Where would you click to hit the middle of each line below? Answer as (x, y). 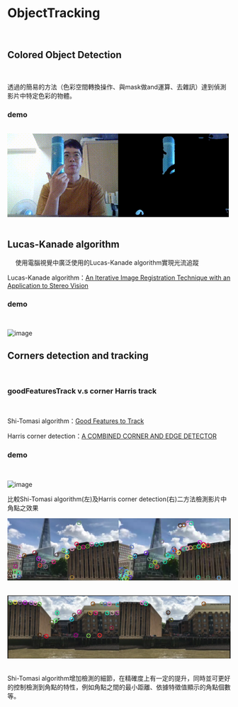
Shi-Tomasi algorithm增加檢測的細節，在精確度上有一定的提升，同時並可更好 (119, 679)
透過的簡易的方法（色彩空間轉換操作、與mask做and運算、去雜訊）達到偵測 (117, 87)
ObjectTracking (54, 13)
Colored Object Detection (64, 55)
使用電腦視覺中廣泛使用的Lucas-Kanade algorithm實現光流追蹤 (107, 262)
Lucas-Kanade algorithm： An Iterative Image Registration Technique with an (119, 278)
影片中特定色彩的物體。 (41, 95)
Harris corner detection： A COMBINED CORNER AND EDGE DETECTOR (112, 436)
